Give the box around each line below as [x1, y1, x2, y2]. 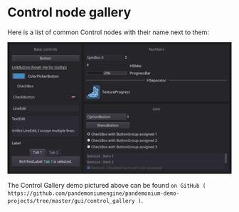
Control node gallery [7, 4, 132, 21]
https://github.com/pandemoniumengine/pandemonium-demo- [7, 190, 180, 197]
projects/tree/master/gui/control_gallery [7, 198, 135, 205]
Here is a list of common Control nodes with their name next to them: [7, 28, 210, 36]
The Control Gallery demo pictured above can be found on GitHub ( [7, 181, 206, 190]
